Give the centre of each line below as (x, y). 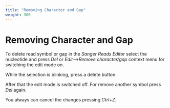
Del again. (16, 90)
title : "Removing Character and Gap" (46, 10)
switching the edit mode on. (35, 65)
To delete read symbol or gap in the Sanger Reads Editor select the (76, 54)
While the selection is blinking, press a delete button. (61, 75)
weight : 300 (18, 15)
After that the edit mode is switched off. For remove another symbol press (83, 85)
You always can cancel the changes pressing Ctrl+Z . (61, 100)
